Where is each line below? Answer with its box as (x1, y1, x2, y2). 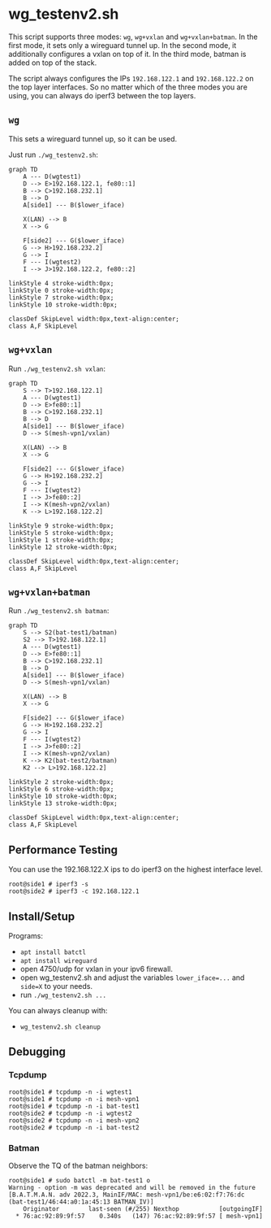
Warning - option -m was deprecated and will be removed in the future (8, 1183, 256, 1191)
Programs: (8, 931, 43, 940)
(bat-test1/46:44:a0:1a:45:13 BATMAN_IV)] (8, 1197, 154, 1206)
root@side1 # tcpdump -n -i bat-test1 (8, 1102, 140, 1110)
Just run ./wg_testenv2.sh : (8, 150, 99, 159)
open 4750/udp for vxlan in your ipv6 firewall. (19, 965, 173, 973)
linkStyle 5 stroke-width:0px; (8, 529, 114, 537)
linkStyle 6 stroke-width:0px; (8, 786, 114, 794)
